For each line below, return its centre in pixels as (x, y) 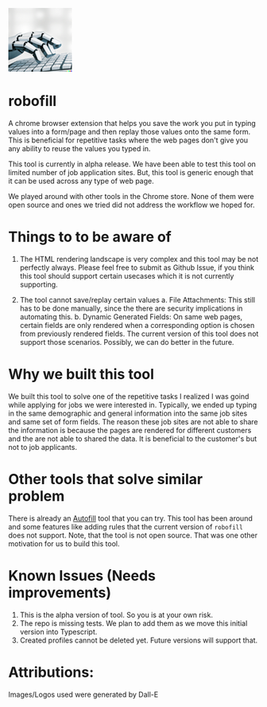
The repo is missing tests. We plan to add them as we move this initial (133, 623)
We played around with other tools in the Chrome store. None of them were (131, 196)
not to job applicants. (43, 447)
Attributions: (51, 672)
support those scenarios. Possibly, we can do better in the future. (127, 342)
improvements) (60, 592)
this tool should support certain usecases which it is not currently (127, 275)
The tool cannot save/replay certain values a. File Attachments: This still (137, 299)
